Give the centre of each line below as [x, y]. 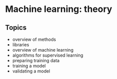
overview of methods [34, 39]
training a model [29, 66]
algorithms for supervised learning [48, 55]
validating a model [31, 71]
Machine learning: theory [59, 9]
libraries [21, 45]
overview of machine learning [43, 50]
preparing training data [36, 60]
